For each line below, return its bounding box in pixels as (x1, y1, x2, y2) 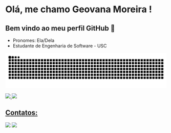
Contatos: (5, 109, 38, 117)
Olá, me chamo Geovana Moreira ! (5, 4, 152, 15)
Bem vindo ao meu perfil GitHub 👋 (5, 24, 115, 33)
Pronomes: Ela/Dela (12, 37, 55, 43)
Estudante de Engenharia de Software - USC (12, 43, 107, 49)
